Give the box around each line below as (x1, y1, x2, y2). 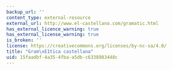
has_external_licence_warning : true (6, 26, 99, 32)
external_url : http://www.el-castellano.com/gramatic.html (6, 20, 159, 26)
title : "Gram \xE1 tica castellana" (6, 49, 94, 55)
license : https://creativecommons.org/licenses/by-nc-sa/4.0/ (6, 43, 167, 49)
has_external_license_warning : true (6, 32, 99, 38)
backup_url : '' (6, 9, 45, 15)
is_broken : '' (6, 37, 42, 43)
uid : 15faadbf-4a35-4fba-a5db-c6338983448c (6, 54, 118, 60)
